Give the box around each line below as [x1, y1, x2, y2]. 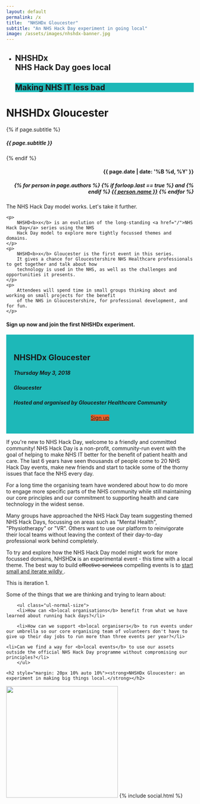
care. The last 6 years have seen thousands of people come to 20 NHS [6, 457, 180, 464]
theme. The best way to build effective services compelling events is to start [6, 561, 193, 568]
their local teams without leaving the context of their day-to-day [6, 531, 163, 538]
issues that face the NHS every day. [6, 470, 94, 477]
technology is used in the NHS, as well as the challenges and [17, 267, 177, 273]
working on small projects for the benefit [6, 293, 116, 299]
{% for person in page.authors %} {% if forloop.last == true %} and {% [14, 182, 194, 189]
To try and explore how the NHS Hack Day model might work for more [6, 549, 178, 556]
